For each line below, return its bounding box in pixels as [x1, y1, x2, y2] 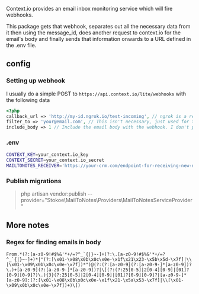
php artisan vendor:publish [20, 190, 87, 197]
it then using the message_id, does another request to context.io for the [6, 29, 181, 36]
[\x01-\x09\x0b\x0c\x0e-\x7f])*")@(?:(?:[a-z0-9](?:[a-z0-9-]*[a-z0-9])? [6, 262, 192, 268]
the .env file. [6, 41, 37, 49]
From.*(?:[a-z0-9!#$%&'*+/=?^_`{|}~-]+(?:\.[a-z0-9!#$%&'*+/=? [6, 251, 166, 257]
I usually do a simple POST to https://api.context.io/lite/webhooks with [6, 90, 187, 97]
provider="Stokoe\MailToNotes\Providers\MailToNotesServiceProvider [20, 197, 192, 204]
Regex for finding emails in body [6, 238, 101, 246]
